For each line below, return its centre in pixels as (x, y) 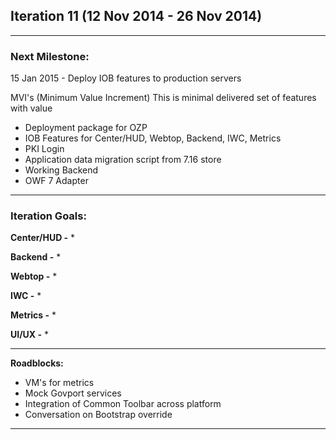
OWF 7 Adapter (56, 181)
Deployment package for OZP (86, 128)
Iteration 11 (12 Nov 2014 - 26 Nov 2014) (136, 16)
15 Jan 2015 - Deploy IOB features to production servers (126, 78)
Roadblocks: (37, 363)
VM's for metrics (59, 383)
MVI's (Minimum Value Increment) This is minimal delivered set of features (163, 98)
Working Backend (61, 170)
